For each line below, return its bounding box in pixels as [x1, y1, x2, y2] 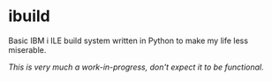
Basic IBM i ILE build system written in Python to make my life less [8, 35, 249, 46]
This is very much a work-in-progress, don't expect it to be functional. [8, 62, 264, 72]
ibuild [8, 6, 50, 26]
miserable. [8, 44, 47, 55]
